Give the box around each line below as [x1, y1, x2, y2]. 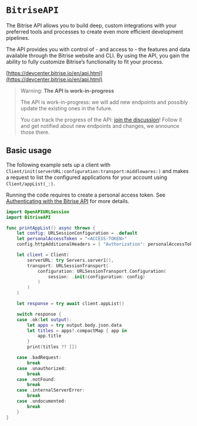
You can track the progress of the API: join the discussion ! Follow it [20, 116, 182, 123]
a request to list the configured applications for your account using [6, 174, 167, 181]
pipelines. [6, 34, 30, 41]
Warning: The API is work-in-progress [20, 87, 114, 94]
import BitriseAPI [6, 214, 51, 220]
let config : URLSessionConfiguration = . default [16, 231, 138, 236]
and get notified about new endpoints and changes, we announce [20, 122, 180, 129]
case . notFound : [16, 376, 57, 383]
